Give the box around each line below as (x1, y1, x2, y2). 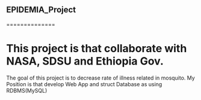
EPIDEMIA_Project (6, 5, 76, 15)
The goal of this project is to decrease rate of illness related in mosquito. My (6, 74, 196, 81)
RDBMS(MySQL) (6, 87, 48, 94)
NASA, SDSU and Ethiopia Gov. (6, 54, 164, 68)
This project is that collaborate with (6, 42, 187, 55)
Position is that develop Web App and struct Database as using (6, 80, 162, 87)
